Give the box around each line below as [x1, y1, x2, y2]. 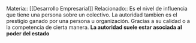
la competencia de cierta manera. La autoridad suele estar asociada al [6, 24, 182, 31]
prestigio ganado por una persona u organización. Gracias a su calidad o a [6, 18, 191, 24]
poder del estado [6, 30, 50, 37]
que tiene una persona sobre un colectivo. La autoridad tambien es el [6, 11, 178, 18]
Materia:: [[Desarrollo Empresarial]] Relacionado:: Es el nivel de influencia [6, 5, 188, 12]
